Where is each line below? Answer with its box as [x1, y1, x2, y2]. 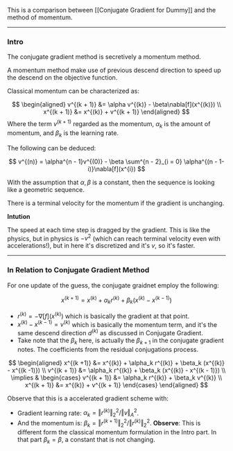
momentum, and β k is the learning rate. [7, 128, 119, 139]
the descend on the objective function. [7, 73, 118, 82]
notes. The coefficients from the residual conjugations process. [17, 345, 199, 353]
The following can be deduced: [7, 143, 96, 152]
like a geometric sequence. [7, 185, 85, 193]
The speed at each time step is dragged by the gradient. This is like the [7, 225, 210, 234]
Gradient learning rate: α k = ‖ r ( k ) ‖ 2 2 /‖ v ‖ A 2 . [17, 407, 139, 418]
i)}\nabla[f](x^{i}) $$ [87, 164, 146, 173]
